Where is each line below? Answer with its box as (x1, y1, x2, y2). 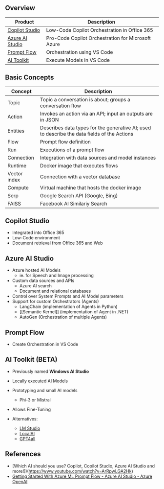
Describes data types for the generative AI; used (40, 124, 151, 131)
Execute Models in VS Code (46, 56, 110, 63)
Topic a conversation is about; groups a (40, 96, 130, 103)
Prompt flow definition (40, 138, 91, 145)
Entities (7, 127, 25, 134)
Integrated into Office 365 (12, 230, 64, 235)
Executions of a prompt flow (40, 146, 105, 153)
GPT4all (19, 436, 36, 442)
